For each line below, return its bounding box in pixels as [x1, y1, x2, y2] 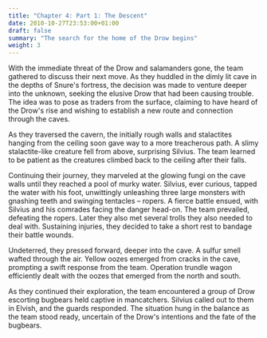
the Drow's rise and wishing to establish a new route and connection [8, 105, 234, 116]
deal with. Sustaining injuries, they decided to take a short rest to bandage [8, 221, 253, 232]
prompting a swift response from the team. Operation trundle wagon [8, 263, 233, 272]
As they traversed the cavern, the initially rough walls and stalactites [8, 129, 233, 140]
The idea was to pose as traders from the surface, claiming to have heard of [8, 97, 258, 107]
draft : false [8, 26, 52, 34]
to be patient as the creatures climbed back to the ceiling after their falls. [8, 155, 247, 165]
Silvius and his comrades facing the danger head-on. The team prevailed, [8, 205, 249, 214]
